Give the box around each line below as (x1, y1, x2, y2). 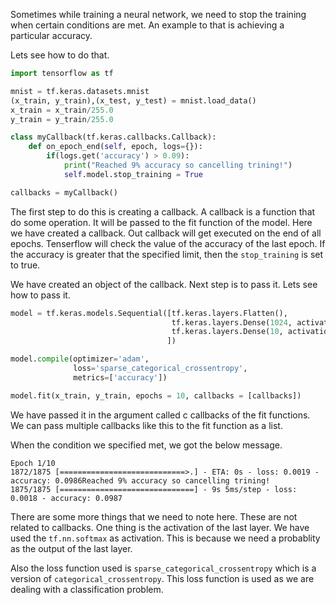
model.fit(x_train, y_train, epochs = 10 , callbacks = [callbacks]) (10, 390, 302, 401)
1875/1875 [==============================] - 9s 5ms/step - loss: (10, 484, 298, 494)
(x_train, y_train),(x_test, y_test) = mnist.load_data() (10, 95, 257, 106)
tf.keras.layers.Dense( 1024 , (171, 317, 293, 328)
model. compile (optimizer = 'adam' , (10, 354, 150, 364)
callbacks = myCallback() (10, 187, 118, 198)
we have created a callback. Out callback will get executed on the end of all (10, 227, 322, 239)
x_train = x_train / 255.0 (10, 105, 114, 115)
